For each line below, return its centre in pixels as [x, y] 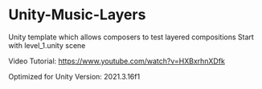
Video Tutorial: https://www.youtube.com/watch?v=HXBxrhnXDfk [117, 61]
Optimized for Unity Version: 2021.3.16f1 [74, 76]
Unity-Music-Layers [77, 15]
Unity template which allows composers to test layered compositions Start [131, 37]
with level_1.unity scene [47, 45]
